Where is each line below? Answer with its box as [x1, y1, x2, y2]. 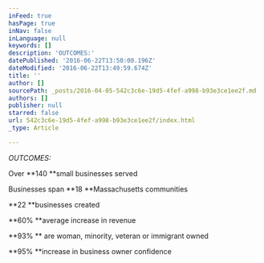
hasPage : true [8, 19, 56, 27]
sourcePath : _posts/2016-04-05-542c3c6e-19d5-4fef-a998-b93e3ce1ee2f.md [8, 86, 257, 95]
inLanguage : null [8, 34, 67, 43]
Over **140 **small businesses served [8, 168, 138, 178]
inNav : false [8, 27, 52, 35]
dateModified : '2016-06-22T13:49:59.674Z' [8, 64, 152, 72]
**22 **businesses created [8, 199, 100, 209]
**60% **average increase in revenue [8, 215, 136, 225]
